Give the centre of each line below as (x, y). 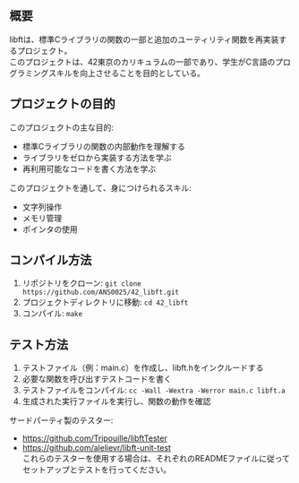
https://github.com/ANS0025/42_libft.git (100, 293)
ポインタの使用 (50, 229)
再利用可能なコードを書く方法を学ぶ (89, 168)
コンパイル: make (52, 314)
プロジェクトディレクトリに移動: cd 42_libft (105, 302)
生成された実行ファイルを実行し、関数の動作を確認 (116, 401)
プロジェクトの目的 (62, 104)
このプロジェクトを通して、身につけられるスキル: (100, 187)
